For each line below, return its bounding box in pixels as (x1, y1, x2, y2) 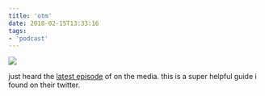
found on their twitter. (8, 80, 81, 90)
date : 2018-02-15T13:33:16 (8, 19, 99, 27)
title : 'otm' (8, 11, 53, 20)
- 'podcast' (8, 34, 48, 43)
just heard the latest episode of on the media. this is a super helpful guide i (8, 72, 257, 81)
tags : (8, 27, 27, 35)
